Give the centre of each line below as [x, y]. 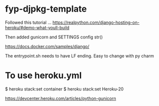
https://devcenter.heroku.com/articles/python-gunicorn [61, 98]
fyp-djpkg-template [46, 9]
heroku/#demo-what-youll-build [37, 27]
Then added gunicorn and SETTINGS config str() [54, 37]
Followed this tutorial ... [28, 22]
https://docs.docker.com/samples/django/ [47, 46]
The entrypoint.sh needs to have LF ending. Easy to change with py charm [79, 56]
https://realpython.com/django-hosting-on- [96, 22]
